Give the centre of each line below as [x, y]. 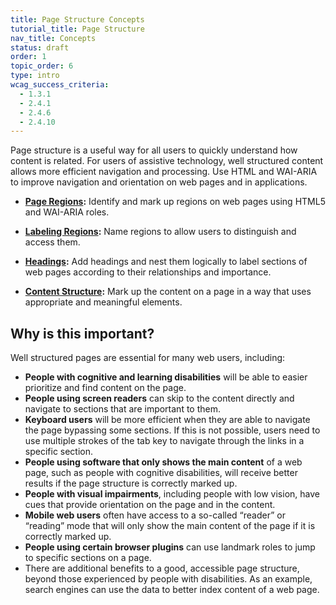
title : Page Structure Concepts [77, 19]
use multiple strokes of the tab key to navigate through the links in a [164, 441]
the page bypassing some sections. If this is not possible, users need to [172, 430]
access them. [52, 242]
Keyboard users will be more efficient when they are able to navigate [167, 420]
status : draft [40, 47]
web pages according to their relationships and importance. [148, 272]
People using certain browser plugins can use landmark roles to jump [170, 547]
